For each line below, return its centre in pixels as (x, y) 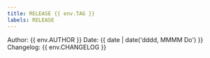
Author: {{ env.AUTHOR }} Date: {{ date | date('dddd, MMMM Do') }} (105, 39)
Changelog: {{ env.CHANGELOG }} (57, 47)
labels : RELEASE (31, 20)
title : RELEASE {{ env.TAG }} (51, 13)
